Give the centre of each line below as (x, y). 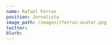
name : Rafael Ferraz (32, 11)
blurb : (14, 33)
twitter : (17, 28)
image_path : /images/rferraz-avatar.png (57, 22)
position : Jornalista (33, 17)
